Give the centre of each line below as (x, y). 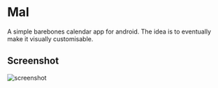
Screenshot (33, 61)
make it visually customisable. (50, 38)
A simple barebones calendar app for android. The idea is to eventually (109, 31)
